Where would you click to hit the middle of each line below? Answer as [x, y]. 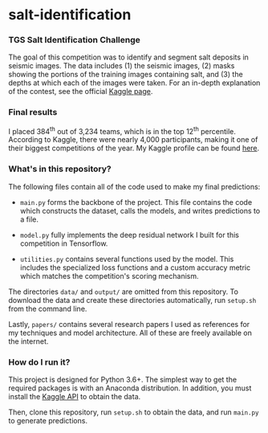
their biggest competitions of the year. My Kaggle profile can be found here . [134, 148]
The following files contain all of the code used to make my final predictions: [134, 186]
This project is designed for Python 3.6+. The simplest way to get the [123, 380]
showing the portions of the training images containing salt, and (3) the [126, 75]
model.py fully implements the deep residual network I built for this [129, 235]
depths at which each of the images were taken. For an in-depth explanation [134, 83]
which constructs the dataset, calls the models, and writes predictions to [140, 210]
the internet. [28, 341]
